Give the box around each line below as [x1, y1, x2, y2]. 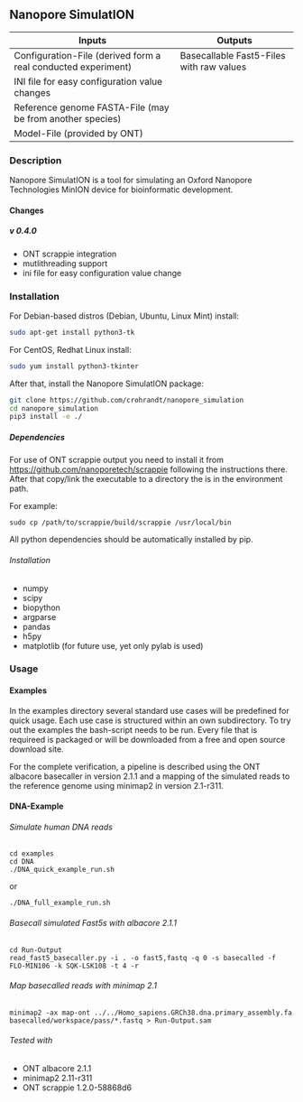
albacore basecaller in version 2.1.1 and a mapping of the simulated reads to [9, 771, 290, 782]
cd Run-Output [9, 945, 63, 955]
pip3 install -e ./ [9, 412, 83, 421]
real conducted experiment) [14, 60, 133, 73]
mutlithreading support [22, 257, 108, 269]
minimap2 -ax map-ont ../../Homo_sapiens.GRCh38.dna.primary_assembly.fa [9, 1008, 293, 1017]
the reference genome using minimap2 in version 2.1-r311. [9, 780, 224, 791]
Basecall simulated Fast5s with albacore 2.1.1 [9, 918, 178, 929]
